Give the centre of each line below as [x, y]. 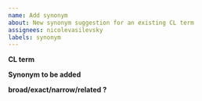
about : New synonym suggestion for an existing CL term [101, 23]
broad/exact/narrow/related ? [58, 90]
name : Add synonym [38, 15]
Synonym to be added [45, 74]
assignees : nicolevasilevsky [56, 30]
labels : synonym [34, 37]
